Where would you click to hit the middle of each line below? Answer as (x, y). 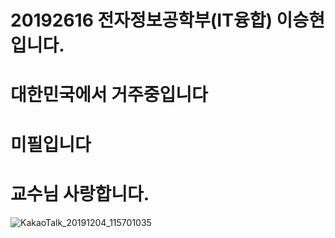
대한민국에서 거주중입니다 (109, 95)
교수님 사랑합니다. (80, 193)
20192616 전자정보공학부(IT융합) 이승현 (167, 20)
